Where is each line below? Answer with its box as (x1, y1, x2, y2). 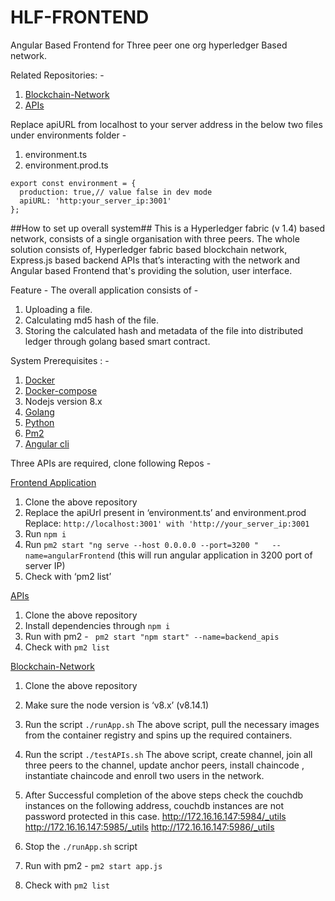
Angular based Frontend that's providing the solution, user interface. (10, 264, 293, 276)
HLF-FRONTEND (10, 6, 150, 29)
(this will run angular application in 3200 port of (116, 549, 313, 561)
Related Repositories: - (10, 69, 105, 81)
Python (24, 416, 55, 428)
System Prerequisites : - (10, 354, 110, 366)
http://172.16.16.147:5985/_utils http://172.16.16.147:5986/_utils (24, 821, 275, 833)
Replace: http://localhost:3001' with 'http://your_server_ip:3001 (24, 517, 310, 529)
